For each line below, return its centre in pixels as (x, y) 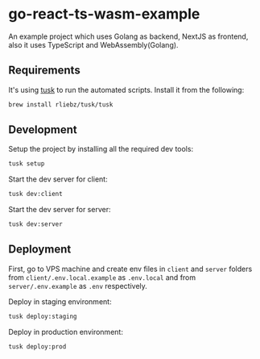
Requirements (44, 71)
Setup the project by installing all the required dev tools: (101, 149)
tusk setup (27, 164)
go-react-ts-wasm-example (104, 14)
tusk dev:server (35, 224)
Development (43, 130)
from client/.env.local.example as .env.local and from (102, 277)
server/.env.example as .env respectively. (78, 286)
